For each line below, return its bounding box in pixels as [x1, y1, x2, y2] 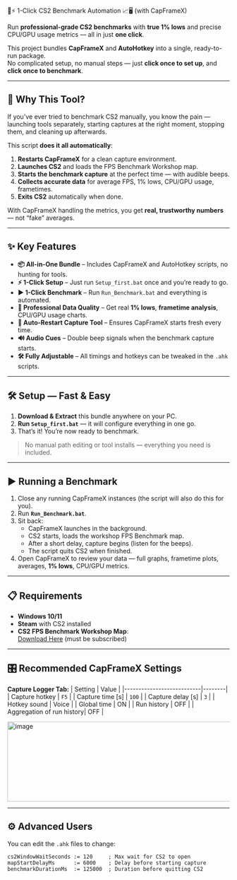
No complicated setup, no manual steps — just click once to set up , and [7, 59, 217, 67]
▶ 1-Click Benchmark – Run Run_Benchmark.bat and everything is [17, 288, 207, 296]
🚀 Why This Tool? [7, 93, 85, 105]
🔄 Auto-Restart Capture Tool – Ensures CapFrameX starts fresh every [17, 318, 221, 327]
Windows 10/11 [17, 612, 63, 621]
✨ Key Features [7, 240, 76, 253]
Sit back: [17, 517, 44, 525]
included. [24, 448, 52, 457]
